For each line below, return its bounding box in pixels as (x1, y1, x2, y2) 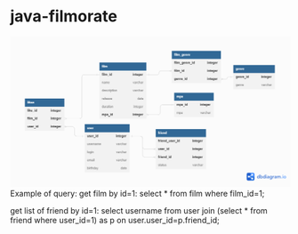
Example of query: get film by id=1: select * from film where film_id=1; (10, 189, 265, 199)
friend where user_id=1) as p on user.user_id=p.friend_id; (10, 215, 221, 226)
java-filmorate (10, 6, 118, 27)
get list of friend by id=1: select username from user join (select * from (10, 206, 268, 216)
